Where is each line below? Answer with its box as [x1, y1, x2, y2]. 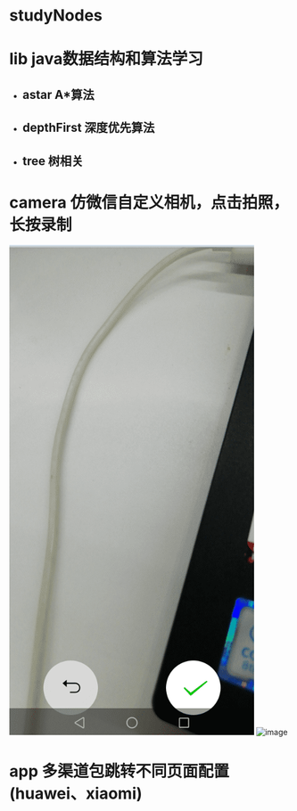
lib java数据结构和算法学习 [9, 49, 203, 70]
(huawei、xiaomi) [9, 783, 143, 803]
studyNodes [9, 5, 103, 26]
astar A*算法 [21, 86, 95, 102]
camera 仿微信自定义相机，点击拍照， [9, 193, 290, 212]
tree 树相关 [21, 153, 84, 168]
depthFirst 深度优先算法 [21, 120, 155, 135]
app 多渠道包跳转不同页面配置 [9, 761, 230, 781]
